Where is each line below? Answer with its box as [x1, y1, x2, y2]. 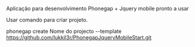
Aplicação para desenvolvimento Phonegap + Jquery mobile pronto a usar [6, 5, 189, 12]
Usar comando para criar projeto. [6, 16, 88, 23]
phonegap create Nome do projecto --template [6, 28, 122, 35]
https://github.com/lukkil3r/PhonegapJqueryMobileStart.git [6, 34, 152, 41]
